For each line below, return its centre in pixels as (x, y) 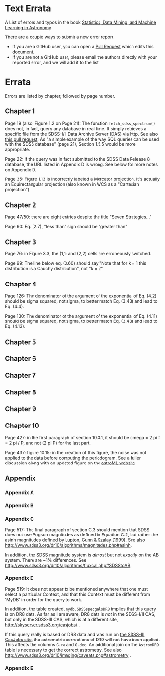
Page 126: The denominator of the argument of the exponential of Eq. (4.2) (81, 296)
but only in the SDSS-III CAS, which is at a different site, (62, 619)
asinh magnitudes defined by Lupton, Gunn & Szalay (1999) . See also (75, 540)
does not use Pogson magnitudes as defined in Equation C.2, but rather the (82, 535)
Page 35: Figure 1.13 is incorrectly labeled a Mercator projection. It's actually (82, 179)
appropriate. (18, 149)
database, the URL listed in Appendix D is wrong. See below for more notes (82, 164)
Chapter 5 (21, 342)
